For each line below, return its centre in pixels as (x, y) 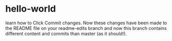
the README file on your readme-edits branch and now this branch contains (86, 28)
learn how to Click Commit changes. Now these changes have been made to (86, 23)
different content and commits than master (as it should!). (66, 33)
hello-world (31, 9)
